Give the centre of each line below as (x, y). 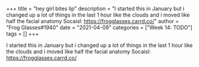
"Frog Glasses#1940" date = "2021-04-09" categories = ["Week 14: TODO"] (99, 27)
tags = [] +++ (23, 34)
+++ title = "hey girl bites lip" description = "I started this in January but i (95, 9)
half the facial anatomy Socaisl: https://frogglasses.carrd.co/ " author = (93, 21)
